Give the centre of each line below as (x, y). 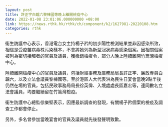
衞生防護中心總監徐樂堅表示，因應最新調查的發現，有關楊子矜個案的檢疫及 (82, 102)
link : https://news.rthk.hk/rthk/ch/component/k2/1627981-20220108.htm (81, 24)
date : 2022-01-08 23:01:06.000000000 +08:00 (52, 19)
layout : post (19, 10)
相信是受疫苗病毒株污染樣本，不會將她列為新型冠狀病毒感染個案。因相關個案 (84, 50)
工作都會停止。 (25, 109)
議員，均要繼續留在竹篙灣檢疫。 (47, 92)
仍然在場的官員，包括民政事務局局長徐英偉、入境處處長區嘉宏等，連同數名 (82, 85)
